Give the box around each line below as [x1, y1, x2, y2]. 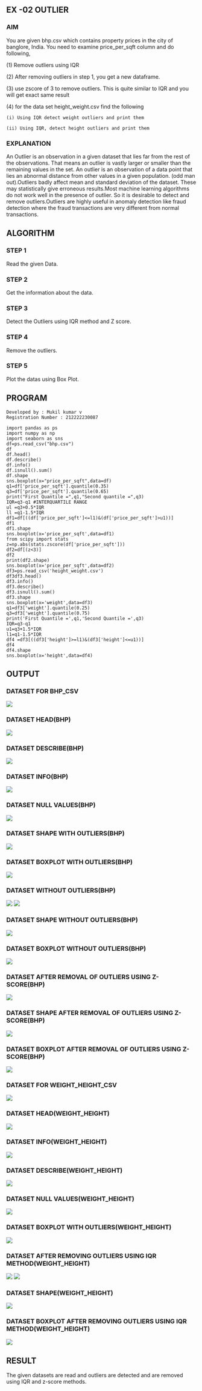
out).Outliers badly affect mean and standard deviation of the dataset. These [6, 178, 197, 186]
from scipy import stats [6, 536, 69, 542]
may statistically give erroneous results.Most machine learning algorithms [6, 184, 190, 192]
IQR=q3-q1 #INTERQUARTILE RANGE [6, 499, 87, 505]
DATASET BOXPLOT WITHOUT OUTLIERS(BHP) [6, 944, 147, 953]
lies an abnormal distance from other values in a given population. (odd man [6, 172, 195, 179]
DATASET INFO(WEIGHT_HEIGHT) [6, 1138, 107, 1146]
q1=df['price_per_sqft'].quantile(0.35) [6, 483, 110, 489]
